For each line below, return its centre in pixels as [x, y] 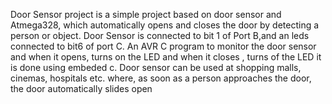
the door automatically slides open [81, 88]
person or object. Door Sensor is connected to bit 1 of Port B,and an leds [160, 35]
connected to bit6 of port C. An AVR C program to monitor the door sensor [163, 46]
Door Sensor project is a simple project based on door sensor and [146, 14]
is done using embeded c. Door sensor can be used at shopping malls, [156, 67]
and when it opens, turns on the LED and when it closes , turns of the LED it [166, 57]
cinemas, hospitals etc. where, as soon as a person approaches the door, [161, 78]
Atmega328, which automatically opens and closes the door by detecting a [165, 25]
